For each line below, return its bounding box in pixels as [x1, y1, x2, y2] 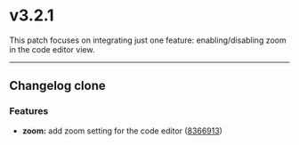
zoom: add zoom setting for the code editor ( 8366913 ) [21, 125, 222, 136]
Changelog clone [9, 78, 106, 93]
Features [9, 105, 49, 117]
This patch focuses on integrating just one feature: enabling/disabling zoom [9, 35, 287, 45]
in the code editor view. [9, 44, 95, 54]
